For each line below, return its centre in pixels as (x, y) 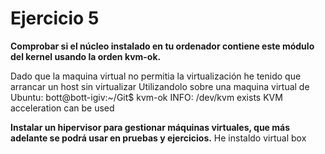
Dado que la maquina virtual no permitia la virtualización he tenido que (156, 76)
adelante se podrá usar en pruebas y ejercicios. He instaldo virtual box (158, 138)
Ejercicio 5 (55, 18)
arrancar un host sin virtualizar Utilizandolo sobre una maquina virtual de (160, 86)
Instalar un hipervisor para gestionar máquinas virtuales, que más (150, 127)
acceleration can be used (62, 108)
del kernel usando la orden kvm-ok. (86, 56)
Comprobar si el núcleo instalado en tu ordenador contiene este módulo (162, 46)
